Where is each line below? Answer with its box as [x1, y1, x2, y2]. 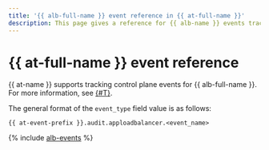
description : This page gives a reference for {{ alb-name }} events [8, 19, 246, 27]
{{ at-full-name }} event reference [8, 53, 239, 72]
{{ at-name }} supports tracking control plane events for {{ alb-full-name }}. [8, 80, 258, 89]
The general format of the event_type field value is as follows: [8, 104, 212, 113]
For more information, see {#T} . [8, 89, 113, 98]
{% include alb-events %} [8, 133, 94, 143]
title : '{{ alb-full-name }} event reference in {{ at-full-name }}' [8, 11, 246, 20]
